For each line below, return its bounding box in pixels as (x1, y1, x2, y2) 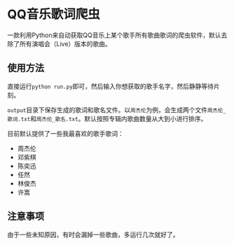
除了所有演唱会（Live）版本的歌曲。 (7, 39, 112, 48)
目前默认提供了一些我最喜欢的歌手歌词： (7, 129, 124, 137)
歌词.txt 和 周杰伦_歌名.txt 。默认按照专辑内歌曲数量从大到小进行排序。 (7, 114, 207, 122)
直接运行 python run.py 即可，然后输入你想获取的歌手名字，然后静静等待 (7, 82, 214, 90)
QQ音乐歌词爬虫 (7, 6, 100, 22)
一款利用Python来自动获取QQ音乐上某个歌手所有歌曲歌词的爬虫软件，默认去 (7, 31, 228, 39)
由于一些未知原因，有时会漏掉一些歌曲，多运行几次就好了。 (7, 230, 179, 239)
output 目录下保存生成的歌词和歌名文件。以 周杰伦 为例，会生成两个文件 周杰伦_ (7, 106, 226, 114)
